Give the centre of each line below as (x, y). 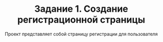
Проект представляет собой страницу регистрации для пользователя (81, 34)
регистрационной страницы (81, 20)
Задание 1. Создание (81, 9)
